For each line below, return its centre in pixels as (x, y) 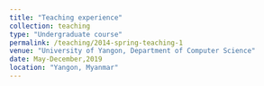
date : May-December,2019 (56, 59)
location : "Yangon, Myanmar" (64, 68)
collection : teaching (50, 26)
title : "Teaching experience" (66, 17)
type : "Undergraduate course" (66, 34)
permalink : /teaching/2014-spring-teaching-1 (96, 43)
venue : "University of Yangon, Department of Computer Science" (132, 51)
